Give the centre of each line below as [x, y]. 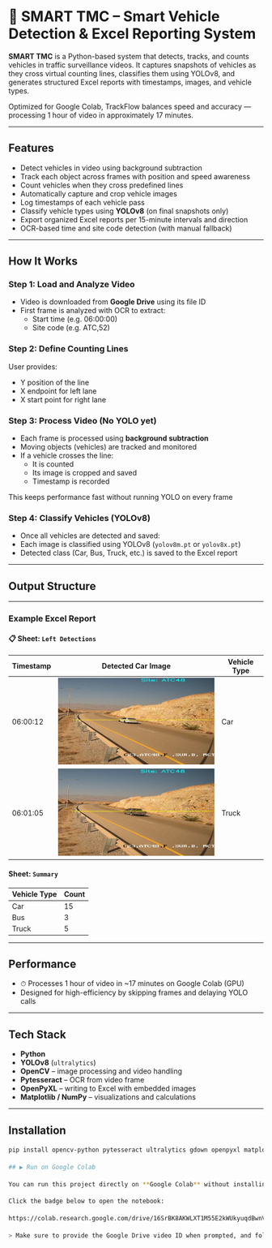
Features [31, 148]
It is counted [53, 464]
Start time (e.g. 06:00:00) [75, 319]
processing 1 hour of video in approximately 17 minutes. [101, 115]
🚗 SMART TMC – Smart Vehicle [114, 17]
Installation [37, 1130]
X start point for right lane [63, 399]
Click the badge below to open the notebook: [86, 1201]
